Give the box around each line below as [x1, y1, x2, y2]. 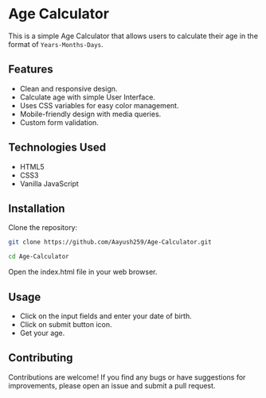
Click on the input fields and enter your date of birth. [19, 311, 193, 321]
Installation [8, 201, 65, 215]
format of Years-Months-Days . [8, 39, 104, 49]
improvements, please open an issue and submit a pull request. [8, 380, 216, 390]
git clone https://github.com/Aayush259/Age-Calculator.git [8, 238, 213, 247]
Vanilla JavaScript [19, 178, 80, 188]
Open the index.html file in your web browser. [8, 267, 158, 277]
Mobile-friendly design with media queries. [19, 109, 162, 119]
